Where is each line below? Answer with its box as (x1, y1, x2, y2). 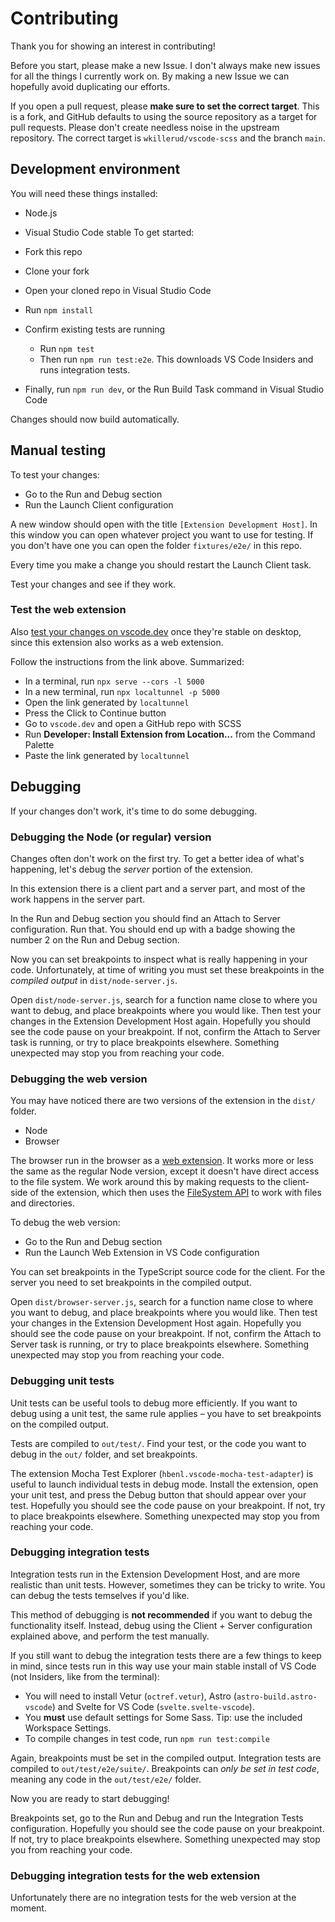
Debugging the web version (10, 1072, 148, 1086)
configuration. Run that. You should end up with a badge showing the (10, 923, 296, 935)
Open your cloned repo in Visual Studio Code (24, 284, 212, 296)
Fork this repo (24, 245, 83, 257)
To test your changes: (10, 468, 100, 481)
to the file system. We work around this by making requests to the (10, 1176, 282, 1188)
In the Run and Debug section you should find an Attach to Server (10, 912, 281, 924)
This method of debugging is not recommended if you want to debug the (10, 1608, 313, 1621)
